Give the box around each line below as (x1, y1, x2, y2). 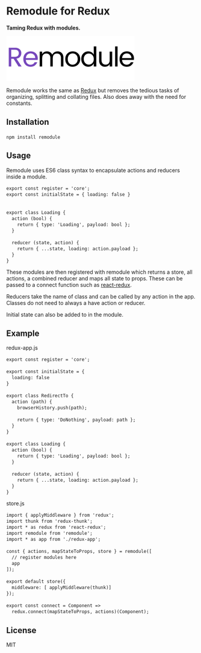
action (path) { (11, 399, 52, 405)
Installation (6, 117, 49, 127)
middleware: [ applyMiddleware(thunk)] (11, 585, 112, 591)
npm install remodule (6, 134, 61, 140)
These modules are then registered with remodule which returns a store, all (6, 268, 193, 276)
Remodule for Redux (6, 4, 110, 18)
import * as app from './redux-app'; (6, 537, 101, 543)
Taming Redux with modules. (6, 24, 81, 31)
